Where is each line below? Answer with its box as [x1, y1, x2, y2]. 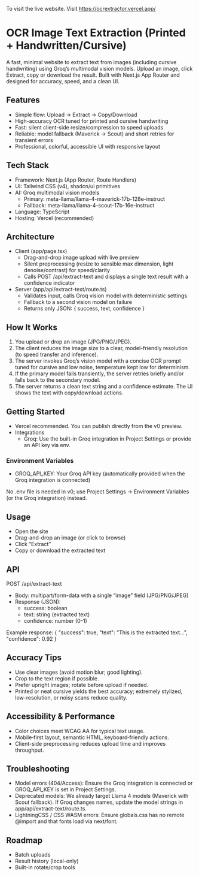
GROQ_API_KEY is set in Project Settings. [14, 786, 117, 793]
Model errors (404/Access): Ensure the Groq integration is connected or [14, 779, 193, 787]
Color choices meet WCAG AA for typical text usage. [14, 727, 145, 734]
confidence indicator [23, 279, 75, 287]
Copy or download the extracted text [14, 547, 106, 554]
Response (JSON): [14, 598, 61, 605]
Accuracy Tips [6, 653, 62, 663]
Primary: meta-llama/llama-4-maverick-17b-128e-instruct [23, 195, 166, 203]
